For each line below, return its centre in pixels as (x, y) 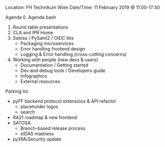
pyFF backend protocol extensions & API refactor (64, 101)
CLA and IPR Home (33, 32)
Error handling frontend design (53, 49)
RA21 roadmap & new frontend (45, 117)
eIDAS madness (37, 134)
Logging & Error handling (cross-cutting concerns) (73, 54)
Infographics (34, 76)
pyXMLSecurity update (37, 139)
